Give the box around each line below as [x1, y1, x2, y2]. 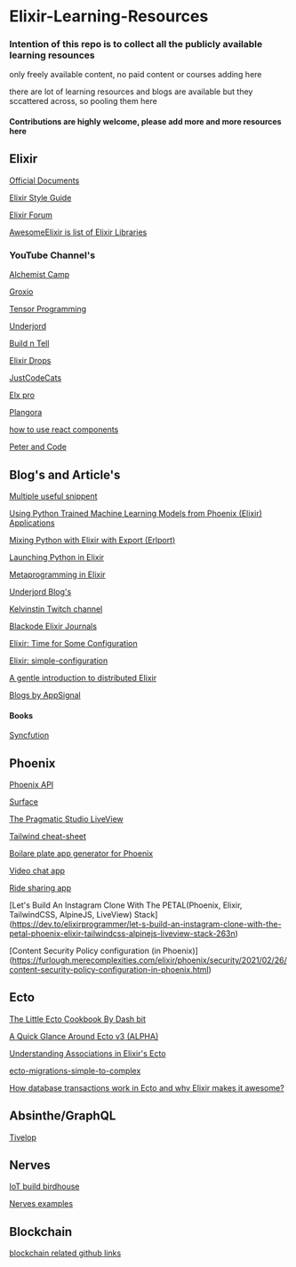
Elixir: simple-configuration [9, 655, 108, 666]
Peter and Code [9, 442, 67, 453]
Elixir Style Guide [9, 192, 72, 203]
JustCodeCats [9, 373, 62, 383]
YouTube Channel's [9, 249, 96, 261]
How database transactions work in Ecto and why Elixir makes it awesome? [9, 1082, 284, 1093]
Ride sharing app [9, 883, 72, 894]
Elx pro [9, 389, 36, 401]
